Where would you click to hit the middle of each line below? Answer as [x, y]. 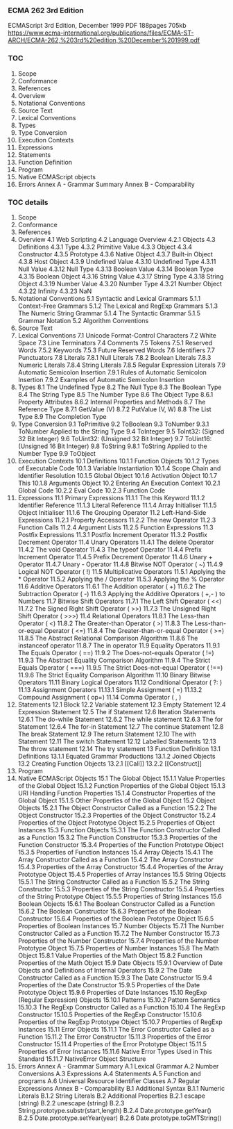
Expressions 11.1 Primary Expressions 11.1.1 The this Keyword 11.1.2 [111, 497]
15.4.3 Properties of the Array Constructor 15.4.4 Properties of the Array [121, 866]
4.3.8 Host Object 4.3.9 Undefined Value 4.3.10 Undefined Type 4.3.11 [117, 261]
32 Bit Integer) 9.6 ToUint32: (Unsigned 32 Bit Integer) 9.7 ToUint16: [115, 438]
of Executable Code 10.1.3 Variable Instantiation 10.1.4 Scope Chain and [119, 468]
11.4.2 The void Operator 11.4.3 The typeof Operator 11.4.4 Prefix [110, 549]
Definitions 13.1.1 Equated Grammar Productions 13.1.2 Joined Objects [116, 756]
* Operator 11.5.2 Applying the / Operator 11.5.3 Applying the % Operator [121, 579]
